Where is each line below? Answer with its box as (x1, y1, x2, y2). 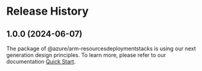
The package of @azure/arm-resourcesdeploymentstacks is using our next (6, 45, 196, 52)
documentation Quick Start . (6, 58, 76, 65)
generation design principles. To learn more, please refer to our (6, 51, 166, 59)
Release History (6, 4, 89, 18)
